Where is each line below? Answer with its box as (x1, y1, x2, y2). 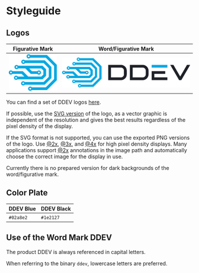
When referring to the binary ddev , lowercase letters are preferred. (6, 259, 168, 267)
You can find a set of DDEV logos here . (6, 98, 101, 105)
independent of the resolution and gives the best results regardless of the (6, 116, 186, 123)
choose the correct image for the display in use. (6, 153, 123, 160)
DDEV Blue (8, 205, 37, 212)
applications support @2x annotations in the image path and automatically (6, 146, 188, 153)
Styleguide (6, 4, 61, 18)
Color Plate (6, 188, 48, 198)
